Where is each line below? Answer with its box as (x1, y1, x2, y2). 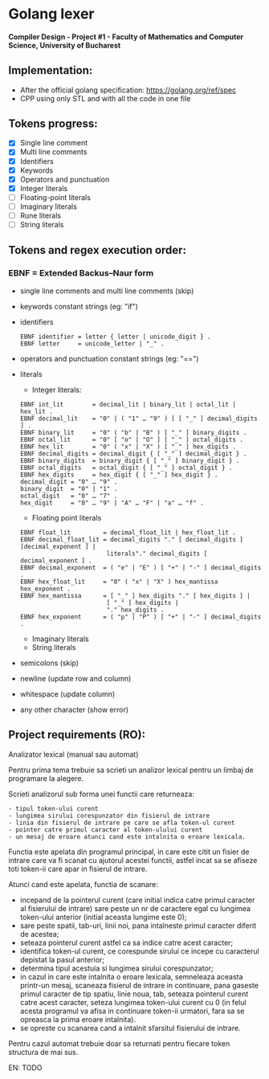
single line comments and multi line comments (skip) (19, 286, 194, 296)
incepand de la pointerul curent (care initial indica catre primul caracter (19, 895, 255, 905)
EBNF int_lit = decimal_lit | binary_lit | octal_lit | (19, 400, 237, 408)
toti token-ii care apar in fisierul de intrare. (8, 864, 148, 873)
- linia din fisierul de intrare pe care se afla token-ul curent (8, 819, 235, 827)
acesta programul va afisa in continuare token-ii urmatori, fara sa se (19, 1006, 245, 1016)
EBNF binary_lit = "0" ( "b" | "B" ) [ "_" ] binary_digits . (19, 428, 247, 436)
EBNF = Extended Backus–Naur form (8, 268, 154, 279)
